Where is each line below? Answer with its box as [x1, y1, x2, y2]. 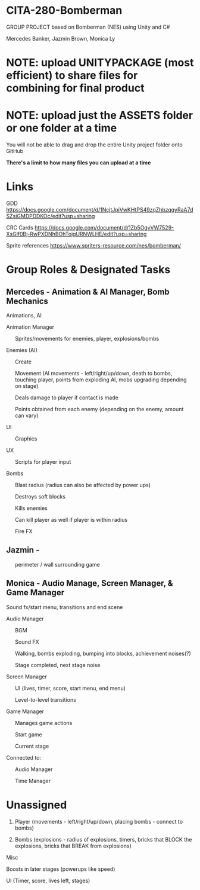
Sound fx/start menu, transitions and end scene [6, 603, 123, 610]
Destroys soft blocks [14, 493, 65, 500]
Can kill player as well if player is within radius [14, 516, 128, 523]
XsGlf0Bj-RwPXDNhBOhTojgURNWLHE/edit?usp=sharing [6, 231, 147, 237]
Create [14, 358, 32, 365]
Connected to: [6, 754, 42, 761]
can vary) [14, 412, 39, 419]
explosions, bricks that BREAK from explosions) [14, 842, 132, 849]
